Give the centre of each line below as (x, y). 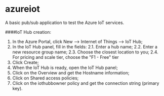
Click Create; (25, 62)
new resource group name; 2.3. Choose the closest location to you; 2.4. (85, 52)
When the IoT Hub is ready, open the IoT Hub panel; (65, 68)
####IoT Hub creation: (28, 32)
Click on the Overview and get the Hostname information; (71, 72)
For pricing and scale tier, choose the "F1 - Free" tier (65, 57)
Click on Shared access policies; (45, 78)
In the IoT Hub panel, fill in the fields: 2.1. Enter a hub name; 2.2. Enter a (85, 47)
